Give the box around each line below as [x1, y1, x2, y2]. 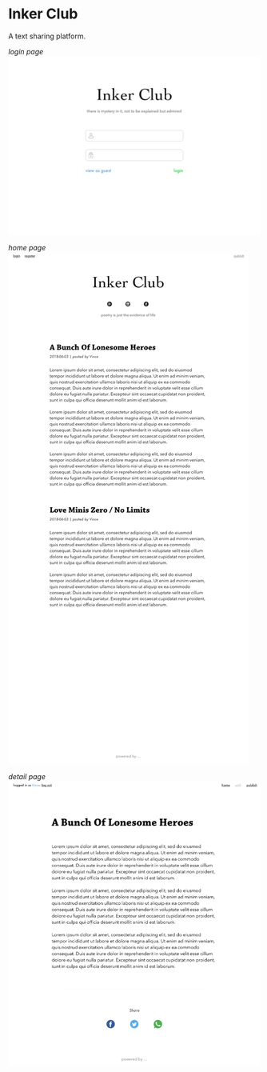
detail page [8, 772, 46, 782]
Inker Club [8, 5, 78, 23]
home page [8, 243, 46, 253]
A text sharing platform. [8, 31, 86, 41]
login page [8, 46, 44, 56]
